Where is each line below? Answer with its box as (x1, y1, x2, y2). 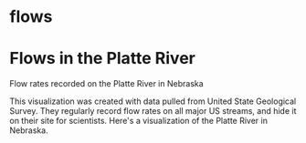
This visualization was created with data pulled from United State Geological (9, 96, 297, 107)
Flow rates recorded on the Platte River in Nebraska (9, 78, 204, 89)
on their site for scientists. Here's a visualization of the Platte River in (9, 116, 268, 127)
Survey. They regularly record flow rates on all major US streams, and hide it (9, 106, 297, 117)
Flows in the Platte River (9, 48, 196, 69)
